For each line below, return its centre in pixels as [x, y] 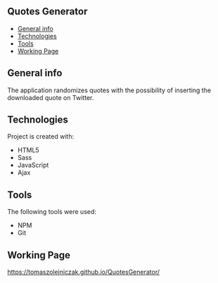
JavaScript [33, 165]
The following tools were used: [52, 212]
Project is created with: [41, 137]
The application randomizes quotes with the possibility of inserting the [109, 90]
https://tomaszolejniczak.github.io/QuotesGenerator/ [84, 272]
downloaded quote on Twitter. [51, 97]
